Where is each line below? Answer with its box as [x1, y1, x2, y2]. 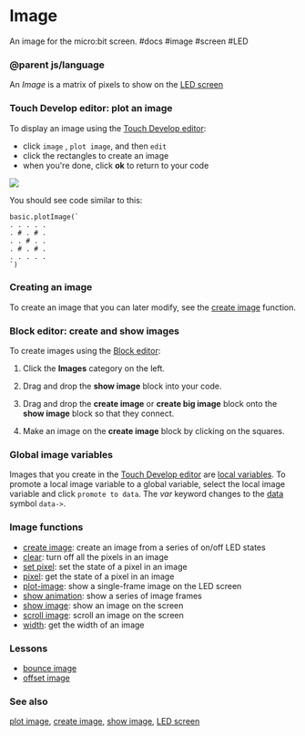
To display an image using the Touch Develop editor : [9, 122, 207, 133]
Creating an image [9, 281, 93, 294]
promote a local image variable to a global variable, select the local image [9, 479, 285, 490]
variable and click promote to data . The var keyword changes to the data [9, 489, 284, 500]
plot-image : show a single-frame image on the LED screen [22, 580, 242, 591]
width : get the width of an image [22, 619, 145, 630]
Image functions [9, 521, 84, 534]
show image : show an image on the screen [22, 599, 184, 611]
